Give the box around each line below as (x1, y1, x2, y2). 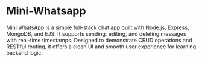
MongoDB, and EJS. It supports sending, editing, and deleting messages (6, 30, 186, 37)
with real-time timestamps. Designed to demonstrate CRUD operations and (6, 36, 192, 44)
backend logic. (6, 49, 43, 56)
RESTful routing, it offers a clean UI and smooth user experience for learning (6, 43, 197, 50)
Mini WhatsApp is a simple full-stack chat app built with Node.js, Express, (6, 24, 189, 31)
